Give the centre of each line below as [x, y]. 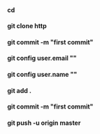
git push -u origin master [44, 123]
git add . [19, 90]
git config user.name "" [42, 74]
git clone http [27, 26]
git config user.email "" [42, 58]
